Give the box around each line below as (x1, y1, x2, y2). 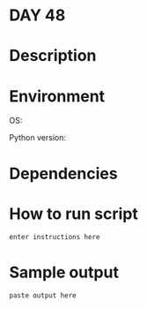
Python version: (9, 132, 66, 143)
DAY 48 (9, 5, 66, 26)
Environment (9, 86, 106, 106)
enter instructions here (9, 233, 100, 242)
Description (9, 46, 97, 66)
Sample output (9, 262, 119, 283)
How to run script (9, 204, 138, 223)
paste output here (9, 291, 77, 300)
